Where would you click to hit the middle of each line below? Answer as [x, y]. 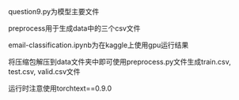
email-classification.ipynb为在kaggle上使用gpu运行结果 [99, 45]
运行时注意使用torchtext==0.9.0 [60, 88]
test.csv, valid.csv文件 [44, 72]
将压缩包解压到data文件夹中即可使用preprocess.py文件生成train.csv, [119, 62]
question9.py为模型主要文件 [54, 11]
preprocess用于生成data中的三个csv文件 [74, 28]
